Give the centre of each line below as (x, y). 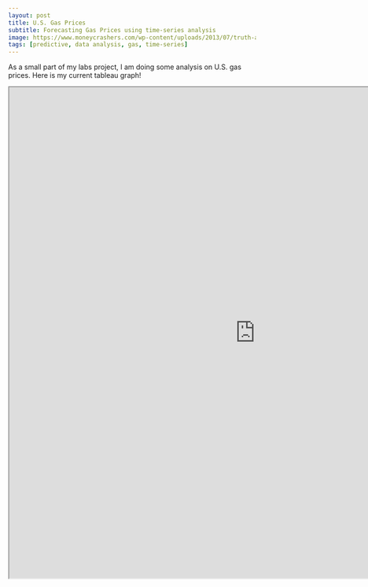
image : (19, 37)
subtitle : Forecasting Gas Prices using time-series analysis (112, 30)
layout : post (29, 15)
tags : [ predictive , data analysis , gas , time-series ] (98, 45)
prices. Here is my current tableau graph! (75, 75)
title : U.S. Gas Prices (47, 23)
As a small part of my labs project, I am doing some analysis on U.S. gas (125, 67)
